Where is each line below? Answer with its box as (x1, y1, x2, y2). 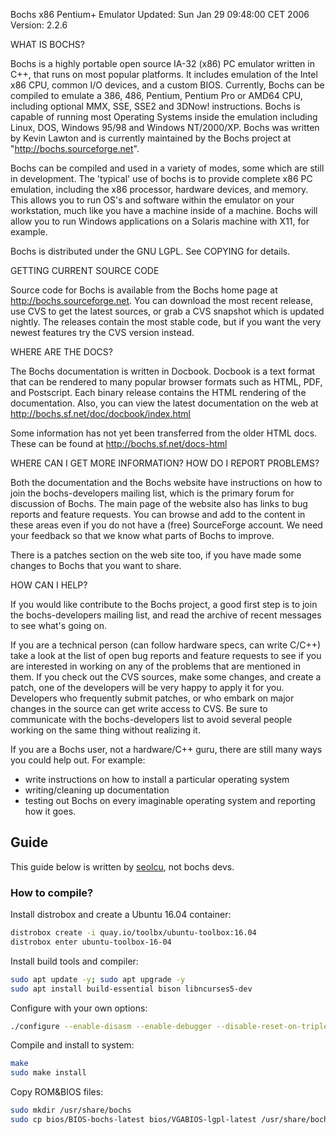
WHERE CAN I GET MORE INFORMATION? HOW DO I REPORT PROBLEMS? (10, 457, 320, 469)
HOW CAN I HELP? (10, 579, 88, 591)
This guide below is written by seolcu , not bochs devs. (10, 860, 235, 873)
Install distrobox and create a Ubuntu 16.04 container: (10, 909, 232, 921)
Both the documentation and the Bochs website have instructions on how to (10, 477, 323, 488)
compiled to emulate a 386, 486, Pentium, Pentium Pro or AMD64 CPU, (10, 90, 303, 101)
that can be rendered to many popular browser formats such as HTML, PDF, (10, 376, 323, 388)
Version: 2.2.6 (10, 19, 68, 31)
